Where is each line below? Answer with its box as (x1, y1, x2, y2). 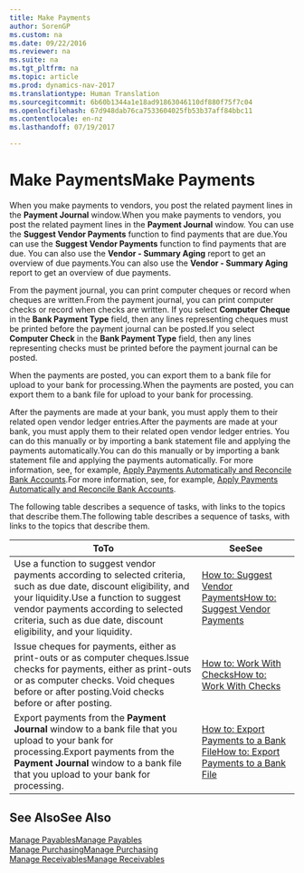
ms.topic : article (9, 73, 79, 82)
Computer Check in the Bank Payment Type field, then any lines (9, 333, 252, 344)
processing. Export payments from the (14, 745, 175, 758)
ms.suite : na (9, 55, 59, 64)
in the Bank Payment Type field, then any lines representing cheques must (9, 314, 289, 325)
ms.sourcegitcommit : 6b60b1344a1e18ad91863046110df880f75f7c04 (9, 97, 253, 107)
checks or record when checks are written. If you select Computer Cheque (9, 304, 291, 315)
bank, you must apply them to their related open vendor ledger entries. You (9, 425, 290, 436)
